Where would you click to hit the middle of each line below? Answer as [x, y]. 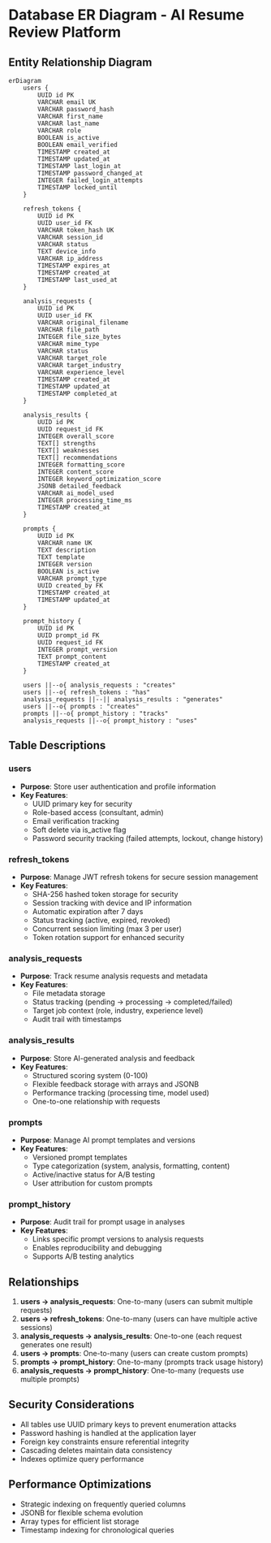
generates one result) [56, 1344]
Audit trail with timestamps [77, 1019]
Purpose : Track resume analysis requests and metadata [114, 976]
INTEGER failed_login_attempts [90, 180]
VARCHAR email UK [67, 102]
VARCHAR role [60, 131]
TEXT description [67, 550]
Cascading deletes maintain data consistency [96, 1450]
